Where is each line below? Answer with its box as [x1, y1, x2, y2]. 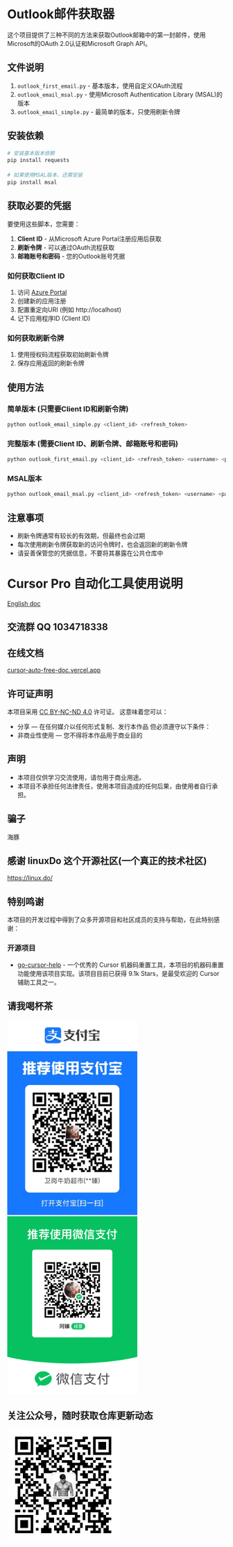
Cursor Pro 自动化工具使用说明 [7, 576, 184, 592]
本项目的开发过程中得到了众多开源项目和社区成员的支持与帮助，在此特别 [7, 915, 214, 924]
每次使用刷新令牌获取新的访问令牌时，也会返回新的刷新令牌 [17, 540, 188, 549]
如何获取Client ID [7, 271, 65, 280]
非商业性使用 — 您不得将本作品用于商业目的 [17, 731, 143, 739]
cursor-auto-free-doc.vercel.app [7, 666, 101, 675]
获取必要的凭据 [7, 200, 71, 212]
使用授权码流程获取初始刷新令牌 [17, 351, 109, 359]
